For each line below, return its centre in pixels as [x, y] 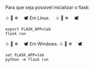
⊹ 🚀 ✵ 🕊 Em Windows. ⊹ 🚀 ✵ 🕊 [44, 44]
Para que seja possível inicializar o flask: [47, 7]
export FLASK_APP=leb [28, 29]
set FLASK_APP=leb [25, 55]
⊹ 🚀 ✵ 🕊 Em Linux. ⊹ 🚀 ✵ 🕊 [42, 18]
